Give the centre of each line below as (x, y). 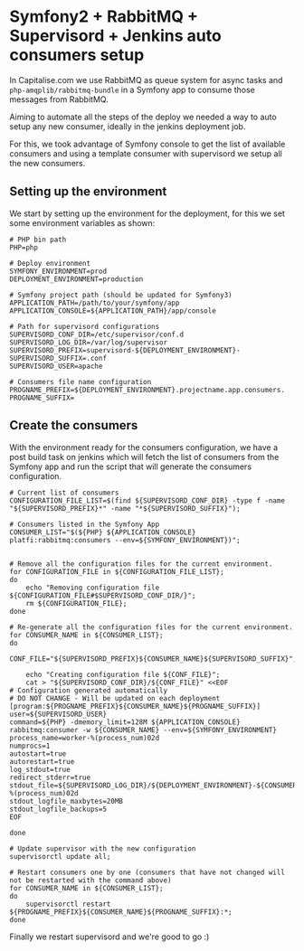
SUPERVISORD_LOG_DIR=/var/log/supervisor (89, 342)
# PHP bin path (38, 240)
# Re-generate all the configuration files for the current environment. (152, 627)
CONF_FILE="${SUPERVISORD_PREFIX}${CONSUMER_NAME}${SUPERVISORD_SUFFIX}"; (153, 659)
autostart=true (38, 753)
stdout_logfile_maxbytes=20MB (66, 801)
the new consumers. (47, 163)
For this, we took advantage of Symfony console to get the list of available (147, 144)
